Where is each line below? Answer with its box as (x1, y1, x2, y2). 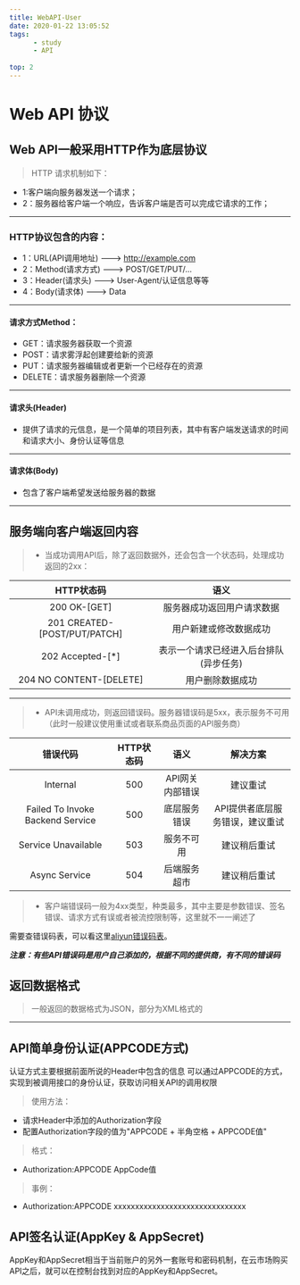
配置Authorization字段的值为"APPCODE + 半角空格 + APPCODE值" (21, 1126, 268, 1137)
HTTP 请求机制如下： (30, 167, 110, 179)
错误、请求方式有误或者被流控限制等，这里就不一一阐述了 (44, 912, 256, 922)
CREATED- (66, 616, 114, 629)
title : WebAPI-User (9, 13, 82, 22)
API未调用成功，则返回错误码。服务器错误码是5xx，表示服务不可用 (44, 706, 290, 717)
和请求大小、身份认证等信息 (21, 435, 125, 446)
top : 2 (9, 63, 34, 72)
